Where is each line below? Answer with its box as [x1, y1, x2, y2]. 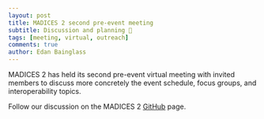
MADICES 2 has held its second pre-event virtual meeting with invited [8, 70, 236, 79]
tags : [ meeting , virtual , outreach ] [8, 33, 129, 42]
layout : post [8, 11, 51, 20]
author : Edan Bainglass [8, 48, 87, 56]
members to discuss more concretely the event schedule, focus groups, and [8, 78, 257, 87]
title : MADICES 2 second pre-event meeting [8, 19, 154, 27]
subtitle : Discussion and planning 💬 [8, 26, 133, 34]
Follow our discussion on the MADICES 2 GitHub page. [8, 102, 187, 111]
